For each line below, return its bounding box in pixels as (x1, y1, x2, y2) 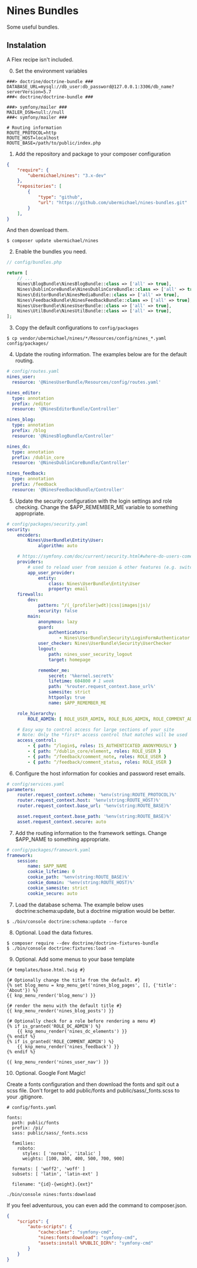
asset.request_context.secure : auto (17, 819, 107, 824)
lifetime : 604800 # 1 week (48, 678, 115, 684)
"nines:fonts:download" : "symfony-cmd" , (37, 1235, 138, 1241)
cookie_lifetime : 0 (27, 869, 75, 875)
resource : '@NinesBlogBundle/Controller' (12, 433, 115, 439)
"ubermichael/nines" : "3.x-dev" (27, 173, 107, 178)
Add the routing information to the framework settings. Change (15, 829, 167, 836)
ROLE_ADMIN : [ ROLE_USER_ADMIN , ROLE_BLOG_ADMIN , (27, 716, 151, 722)
